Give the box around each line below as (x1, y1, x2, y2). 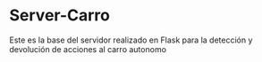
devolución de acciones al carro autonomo (9, 43, 167, 54)
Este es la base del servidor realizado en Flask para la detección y (9, 35, 253, 45)
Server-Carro (9, 5, 110, 26)
